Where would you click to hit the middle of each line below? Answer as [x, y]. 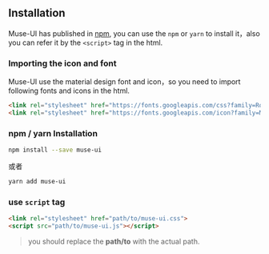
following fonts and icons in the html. [69, 91]
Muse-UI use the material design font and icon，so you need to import [124, 82]
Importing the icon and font [62, 63]
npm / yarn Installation [53, 133]
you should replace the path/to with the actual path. [114, 241]
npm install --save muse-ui [55, 150]
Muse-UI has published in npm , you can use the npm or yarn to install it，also [134, 33]
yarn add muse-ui [37, 182]
